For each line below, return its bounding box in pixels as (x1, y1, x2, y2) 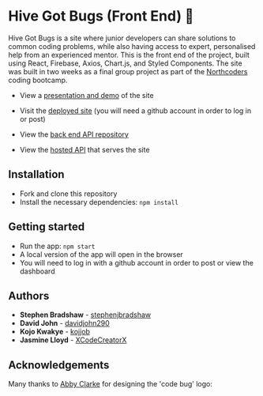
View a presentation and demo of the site (19, 90, 154, 100)
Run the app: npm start (19, 241, 96, 251)
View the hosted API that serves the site (19, 145, 150, 154)
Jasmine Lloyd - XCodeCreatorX (19, 335, 127, 345)
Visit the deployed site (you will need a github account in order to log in (19, 106, 251, 115)
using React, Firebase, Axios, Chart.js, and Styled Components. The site (8, 58, 242, 68)
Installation (8, 168, 65, 181)
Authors (8, 289, 50, 303)
